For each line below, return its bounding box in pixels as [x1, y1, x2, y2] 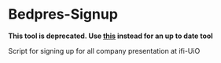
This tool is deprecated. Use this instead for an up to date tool [8, 31, 214, 40]
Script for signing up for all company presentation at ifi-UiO [8, 46, 201, 55]
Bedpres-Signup [8, 5, 118, 23]
